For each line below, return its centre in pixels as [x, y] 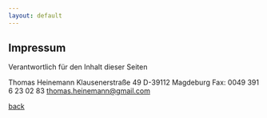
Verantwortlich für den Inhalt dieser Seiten [78, 67]
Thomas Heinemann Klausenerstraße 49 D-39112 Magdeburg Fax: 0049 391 [134, 83]
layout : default [35, 16]
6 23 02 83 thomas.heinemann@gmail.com [79, 91]
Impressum [37, 48]
